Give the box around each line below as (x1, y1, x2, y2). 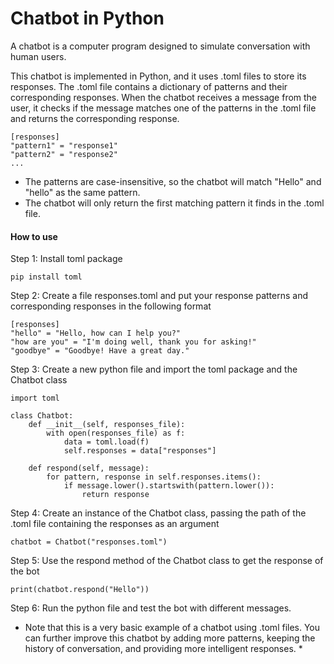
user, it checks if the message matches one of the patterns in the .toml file (10, 102, 317, 114)
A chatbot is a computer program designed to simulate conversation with (10, 40, 311, 52)
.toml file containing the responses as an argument (10, 518, 220, 530)
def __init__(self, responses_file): (28, 420, 186, 430)
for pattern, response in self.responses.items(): (46, 472, 262, 482)
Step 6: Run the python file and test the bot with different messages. (10, 602, 292, 614)
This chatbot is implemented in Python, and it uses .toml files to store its (10, 70, 307, 82)
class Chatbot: (10, 411, 74, 421)
